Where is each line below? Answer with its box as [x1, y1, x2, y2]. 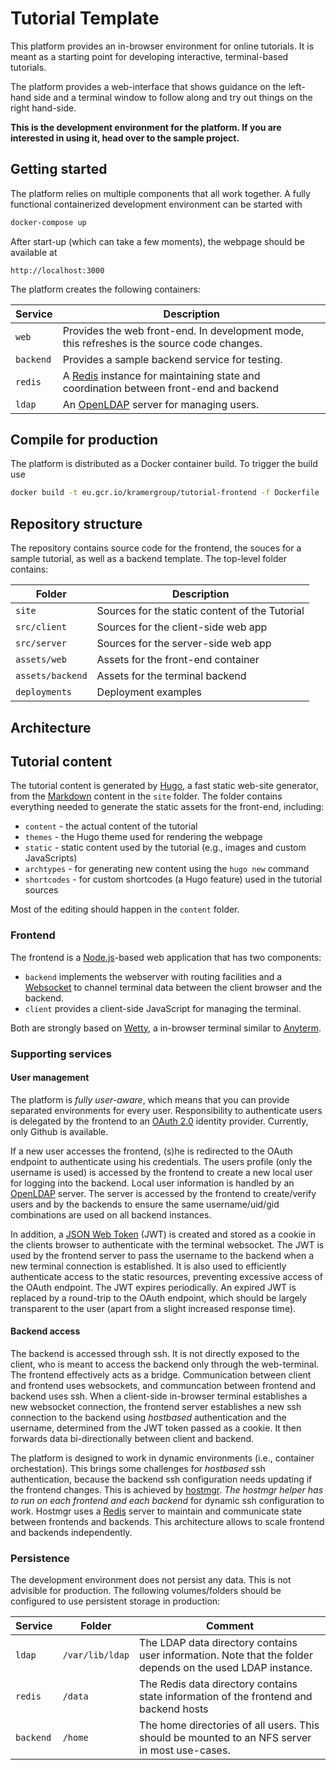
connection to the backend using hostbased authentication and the [10, 1411, 287, 1423]
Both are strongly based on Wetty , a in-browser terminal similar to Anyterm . [10, 1022, 322, 1034]
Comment [205, 1619, 255, 1633]
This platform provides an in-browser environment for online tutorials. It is [10, 40, 315, 52]
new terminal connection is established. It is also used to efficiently [10, 1260, 287, 1272]
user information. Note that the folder [139, 1648, 313, 1662]
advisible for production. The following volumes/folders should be [10, 1585, 282, 1597]
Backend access [10, 1325, 81, 1337]
